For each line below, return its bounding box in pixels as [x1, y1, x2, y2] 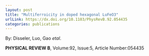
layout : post [5, 7, 33, 13]
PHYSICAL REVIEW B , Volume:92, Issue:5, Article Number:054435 [5, 45, 144, 51]
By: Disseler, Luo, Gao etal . [5, 35, 62, 41]
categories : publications [5, 21, 60, 27]
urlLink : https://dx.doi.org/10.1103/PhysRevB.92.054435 [5, 17, 128, 22]
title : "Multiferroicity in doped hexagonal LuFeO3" [5, 12, 119, 17]
